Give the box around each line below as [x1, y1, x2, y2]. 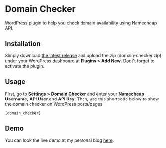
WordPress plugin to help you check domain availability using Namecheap [5, 20, 157, 26]
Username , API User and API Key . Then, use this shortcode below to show [5, 96, 159, 102]
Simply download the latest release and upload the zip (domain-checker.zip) [5, 52, 162, 58]
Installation [5, 40, 41, 48]
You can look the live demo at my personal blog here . [5, 137, 114, 143]
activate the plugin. [5, 63, 45, 69]
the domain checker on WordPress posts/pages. [5, 101, 104, 107]
